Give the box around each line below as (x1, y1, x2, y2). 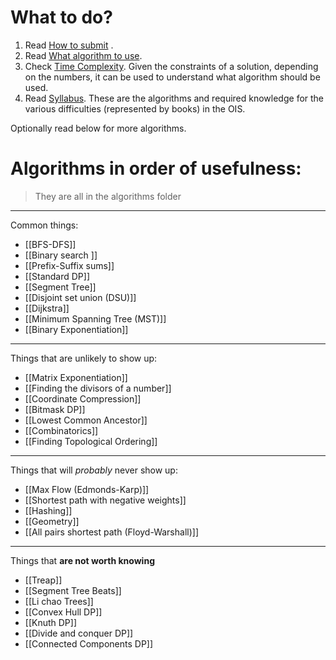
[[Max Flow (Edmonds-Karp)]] (24, 483, 150, 495)
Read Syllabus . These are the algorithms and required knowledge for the (24, 92, 325, 104)
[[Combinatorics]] (24, 424, 99, 436)
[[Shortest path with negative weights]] (24, 494, 187, 506)
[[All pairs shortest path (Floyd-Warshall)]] (24, 526, 200, 538)
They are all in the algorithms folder (34, 190, 182, 202)
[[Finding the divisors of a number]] (24, 382, 172, 394)
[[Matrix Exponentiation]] (24, 371, 128, 383)
